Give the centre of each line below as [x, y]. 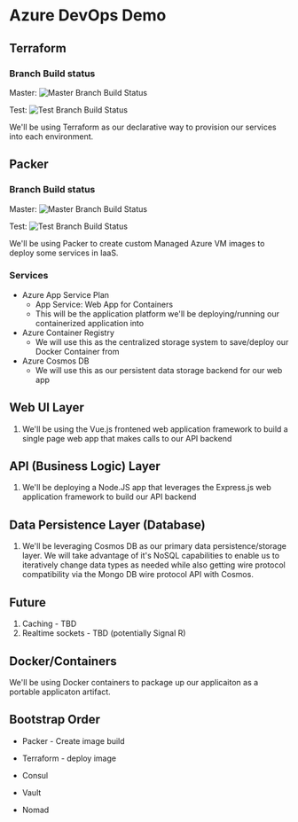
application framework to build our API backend [109, 497]
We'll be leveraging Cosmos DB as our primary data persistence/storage [154, 546]
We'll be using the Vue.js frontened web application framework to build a [155, 429]
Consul [35, 775]
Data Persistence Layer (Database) [107, 525]
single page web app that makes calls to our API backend [127, 438]
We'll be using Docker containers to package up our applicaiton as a [134, 682]
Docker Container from [77, 351]
